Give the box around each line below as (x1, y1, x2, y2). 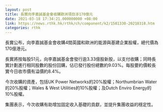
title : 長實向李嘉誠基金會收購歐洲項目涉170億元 (5, 12, 93, 17)
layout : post (5, 7, 32, 12)
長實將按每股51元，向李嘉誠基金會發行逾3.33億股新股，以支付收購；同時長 (5, 56, 156, 62)
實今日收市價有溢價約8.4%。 (5, 68, 64, 74)
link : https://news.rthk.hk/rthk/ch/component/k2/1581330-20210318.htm (5, 21, 155, 26)
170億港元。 (5, 46, 29, 52)
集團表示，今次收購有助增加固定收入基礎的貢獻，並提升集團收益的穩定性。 (5, 102, 156, 108)
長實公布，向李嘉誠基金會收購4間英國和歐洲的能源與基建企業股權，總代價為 (5, 40, 159, 46)
